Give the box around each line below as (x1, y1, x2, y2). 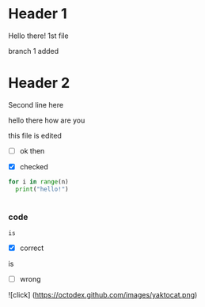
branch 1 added (8, 46, 59, 55)
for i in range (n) (8, 178, 69, 186)
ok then (19, 146, 45, 155)
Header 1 (8, 5, 67, 23)
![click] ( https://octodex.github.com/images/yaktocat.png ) (8, 290, 198, 300)
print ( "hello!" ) (15, 185, 69, 193)
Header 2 (8, 74, 70, 92)
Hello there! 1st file (8, 31, 69, 40)
